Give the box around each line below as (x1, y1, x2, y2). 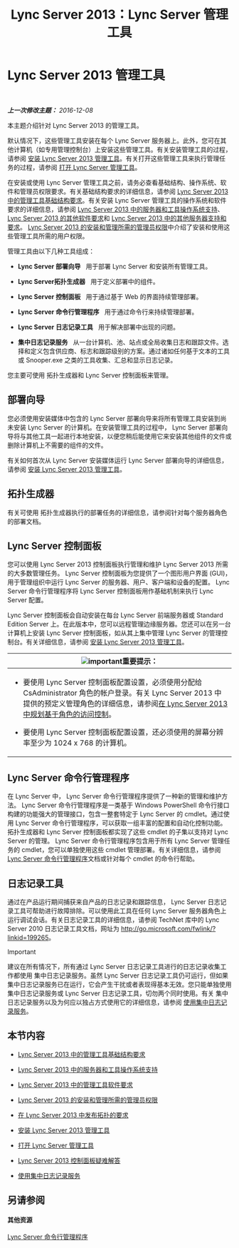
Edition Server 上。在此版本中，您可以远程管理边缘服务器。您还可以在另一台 (7, 620, 231, 629)
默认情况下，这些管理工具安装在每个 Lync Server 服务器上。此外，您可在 (7, 136, 221, 145)
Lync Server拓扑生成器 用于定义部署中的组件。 (17, 277, 159, 285)
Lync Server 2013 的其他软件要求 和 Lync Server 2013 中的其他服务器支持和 (7, 213, 227, 222)
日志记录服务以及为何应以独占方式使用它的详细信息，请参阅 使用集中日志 (7, 998, 221, 1006)
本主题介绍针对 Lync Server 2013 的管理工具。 (7, 121, 144, 129)
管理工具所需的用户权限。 (13, 231, 89, 240)
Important (7, 948, 36, 956)
